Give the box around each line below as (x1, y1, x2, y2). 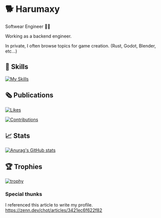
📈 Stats (5, 131, 30, 140)
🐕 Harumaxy (5, 3, 60, 15)
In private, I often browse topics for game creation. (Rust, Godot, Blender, (5, 42, 156, 48)
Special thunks (5, 190, 42, 197)
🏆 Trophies (5, 162, 42, 171)
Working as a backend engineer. (5, 33, 72, 39)
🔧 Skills (5, 62, 28, 71)
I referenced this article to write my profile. (5, 202, 93, 208)
